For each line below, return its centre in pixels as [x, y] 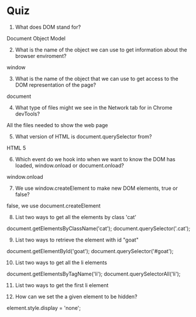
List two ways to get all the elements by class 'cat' [76, 217]
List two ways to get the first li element [62, 285]
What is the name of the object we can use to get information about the [101, 50]
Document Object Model [36, 38]
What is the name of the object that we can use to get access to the [97, 79]
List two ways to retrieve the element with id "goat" [77, 240]
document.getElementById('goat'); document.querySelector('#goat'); [90, 251]
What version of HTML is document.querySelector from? [83, 137]
